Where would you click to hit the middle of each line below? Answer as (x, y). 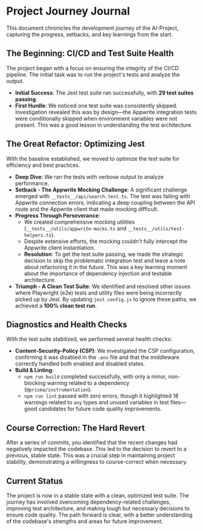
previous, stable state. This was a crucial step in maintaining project (91, 455)
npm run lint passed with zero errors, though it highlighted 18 (101, 396)
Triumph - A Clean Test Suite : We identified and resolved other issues (103, 286)
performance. (32, 183)
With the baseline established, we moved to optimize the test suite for (93, 158)
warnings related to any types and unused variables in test (96, 402)
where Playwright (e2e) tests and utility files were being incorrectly (98, 293)
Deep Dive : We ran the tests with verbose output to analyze (89, 176)
